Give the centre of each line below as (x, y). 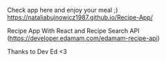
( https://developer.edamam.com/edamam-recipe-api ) (84, 38)
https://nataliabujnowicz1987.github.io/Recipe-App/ (80, 17)
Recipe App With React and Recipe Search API (73, 31)
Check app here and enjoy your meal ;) (63, 10)
